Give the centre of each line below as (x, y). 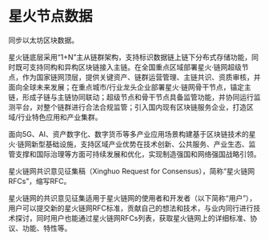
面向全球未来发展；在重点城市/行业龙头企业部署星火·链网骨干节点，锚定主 (130, 87)
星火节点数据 (51, 16)
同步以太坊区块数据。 (43, 40)
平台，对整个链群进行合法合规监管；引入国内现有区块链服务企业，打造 (130, 107)
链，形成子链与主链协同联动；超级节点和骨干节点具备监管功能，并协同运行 (131, 97)
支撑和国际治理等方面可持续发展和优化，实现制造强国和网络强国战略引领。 (138, 154)
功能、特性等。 (47, 228)
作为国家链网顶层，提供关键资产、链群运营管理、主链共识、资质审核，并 (141, 77)
